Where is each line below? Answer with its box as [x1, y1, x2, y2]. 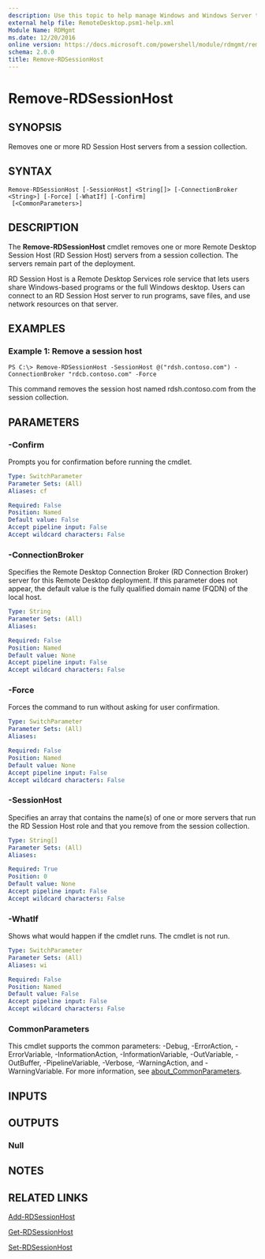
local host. [8, 593, 42, 602]
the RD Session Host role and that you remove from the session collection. [8, 821, 250, 830]
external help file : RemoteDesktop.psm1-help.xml [8, 19, 175, 27]
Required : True [8, 865, 58, 873]
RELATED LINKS [8, 1191, 88, 1205]
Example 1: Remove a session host [8, 345, 143, 356]
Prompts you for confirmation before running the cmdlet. [8, 457, 192, 467]
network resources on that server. [8, 299, 118, 309]
